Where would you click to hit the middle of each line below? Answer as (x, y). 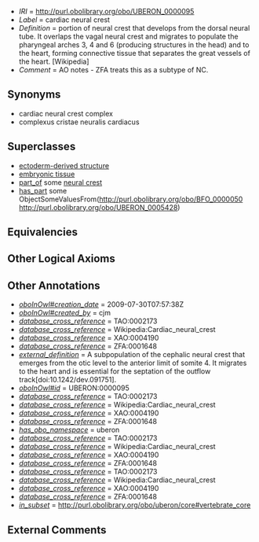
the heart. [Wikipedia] (54, 61)
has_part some (43, 190)
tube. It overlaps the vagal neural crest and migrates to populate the (128, 36)
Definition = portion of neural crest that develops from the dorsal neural (134, 28)
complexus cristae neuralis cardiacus (79, 122)
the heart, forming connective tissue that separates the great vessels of (134, 53)
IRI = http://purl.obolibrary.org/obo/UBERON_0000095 (106, 11)
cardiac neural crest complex (66, 113)
